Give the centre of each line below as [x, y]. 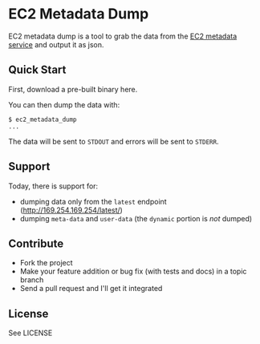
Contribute [36, 243]
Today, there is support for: [53, 186]
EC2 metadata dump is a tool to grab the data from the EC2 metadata [123, 36]
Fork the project [47, 263]
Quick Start [37, 70]
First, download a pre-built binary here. [73, 89]
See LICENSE [30, 333]
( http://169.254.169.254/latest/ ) [71, 210]
